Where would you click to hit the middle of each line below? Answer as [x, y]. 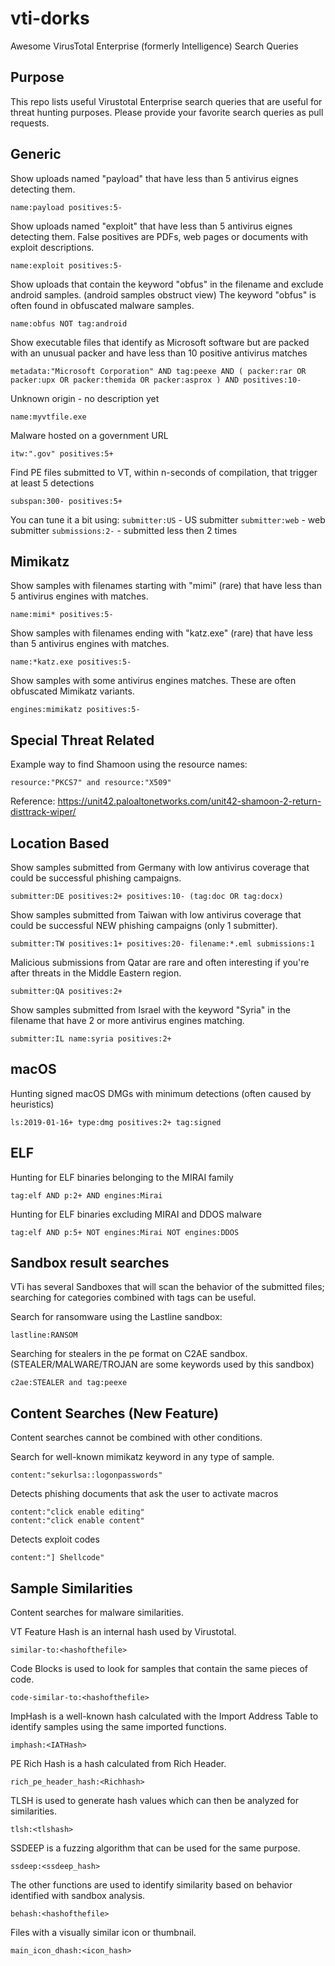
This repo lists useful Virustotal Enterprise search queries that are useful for [166, 101]
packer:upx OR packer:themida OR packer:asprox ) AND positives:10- [156, 380]
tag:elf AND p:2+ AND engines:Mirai [86, 1195]
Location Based [60, 843]
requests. [30, 123]
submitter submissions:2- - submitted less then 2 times [124, 530]
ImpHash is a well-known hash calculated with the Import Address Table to [164, 1716]
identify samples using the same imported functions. [118, 1727]
